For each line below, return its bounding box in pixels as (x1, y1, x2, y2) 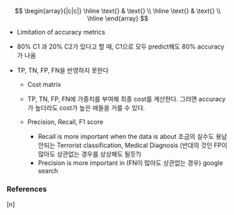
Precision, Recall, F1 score (27, 118, 104, 126)
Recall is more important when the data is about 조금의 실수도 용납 (37, 133, 228, 140)
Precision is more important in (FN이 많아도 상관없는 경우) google (37, 159, 223, 167)
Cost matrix (27, 80, 61, 88)
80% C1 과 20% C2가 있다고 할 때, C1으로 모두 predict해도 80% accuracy (16, 42, 225, 51)
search (37, 166, 58, 175)
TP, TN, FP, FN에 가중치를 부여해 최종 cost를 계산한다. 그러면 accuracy (27, 95, 226, 103)
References (6, 184, 47, 194)
